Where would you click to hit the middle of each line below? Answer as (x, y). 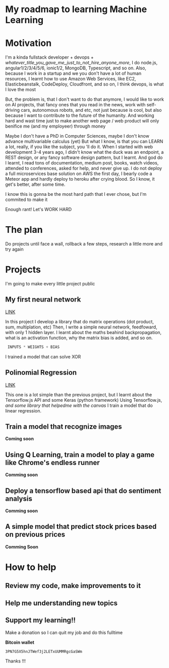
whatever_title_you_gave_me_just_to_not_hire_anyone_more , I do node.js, (81, 63)
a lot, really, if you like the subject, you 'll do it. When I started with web (79, 147)
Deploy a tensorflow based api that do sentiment (83, 491)
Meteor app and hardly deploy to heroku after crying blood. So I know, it (80, 179)
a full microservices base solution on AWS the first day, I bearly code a (79, 174)
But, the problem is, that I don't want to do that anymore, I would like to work (84, 99)
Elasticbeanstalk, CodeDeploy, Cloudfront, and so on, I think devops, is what (84, 84)
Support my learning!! (40, 620)
